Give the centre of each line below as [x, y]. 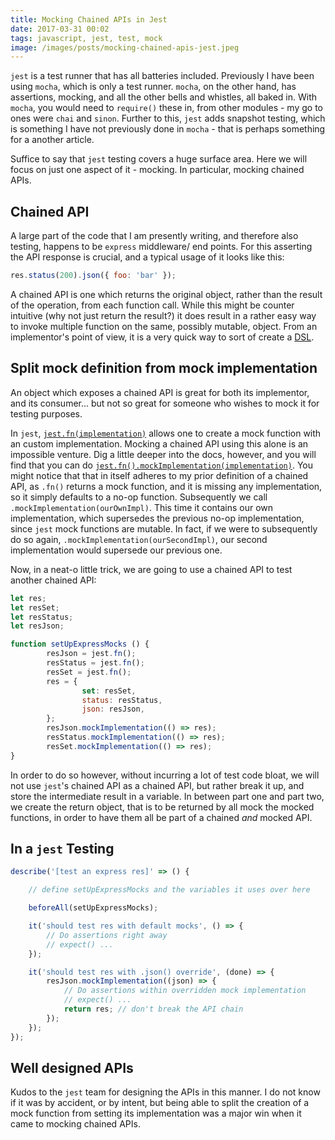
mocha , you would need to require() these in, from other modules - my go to [166, 108]
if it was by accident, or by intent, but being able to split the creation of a [160, 1103]
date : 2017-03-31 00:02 [60, 29]
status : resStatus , [122, 700]
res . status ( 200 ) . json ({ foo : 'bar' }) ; [93, 276]
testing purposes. [46, 413]
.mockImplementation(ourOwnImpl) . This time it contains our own [142, 507]
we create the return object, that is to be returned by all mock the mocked [162, 807]
